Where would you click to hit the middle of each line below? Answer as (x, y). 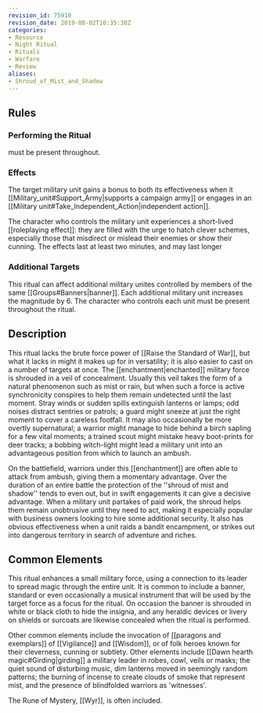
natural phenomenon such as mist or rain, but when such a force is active (126, 386)
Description (37, 334)
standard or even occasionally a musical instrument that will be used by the (130, 595)
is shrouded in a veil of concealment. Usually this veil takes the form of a (125, 378)
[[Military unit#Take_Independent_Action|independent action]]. (109, 207)
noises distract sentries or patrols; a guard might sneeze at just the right (124, 411)
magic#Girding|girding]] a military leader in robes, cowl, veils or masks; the (129, 660)
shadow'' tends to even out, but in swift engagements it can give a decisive (130, 493)
